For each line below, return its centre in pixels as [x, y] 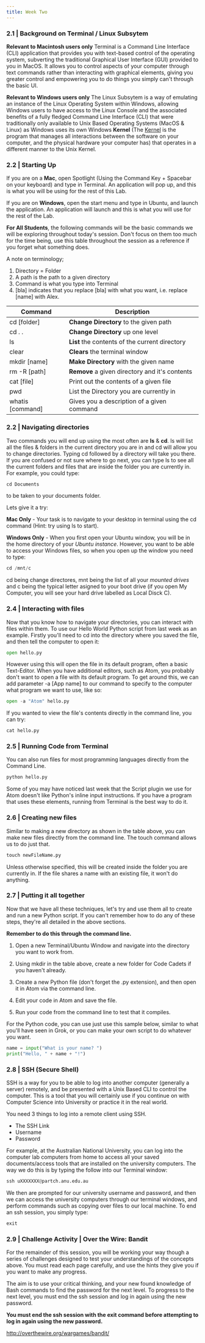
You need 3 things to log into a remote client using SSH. [76, 1114]
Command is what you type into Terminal [67, 284]
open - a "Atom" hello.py [38, 701]
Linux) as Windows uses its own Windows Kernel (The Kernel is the [91, 129]
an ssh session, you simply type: [47, 1212]
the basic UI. [22, 85]
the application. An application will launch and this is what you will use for [99, 210]
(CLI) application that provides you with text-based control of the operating [101, 53]
